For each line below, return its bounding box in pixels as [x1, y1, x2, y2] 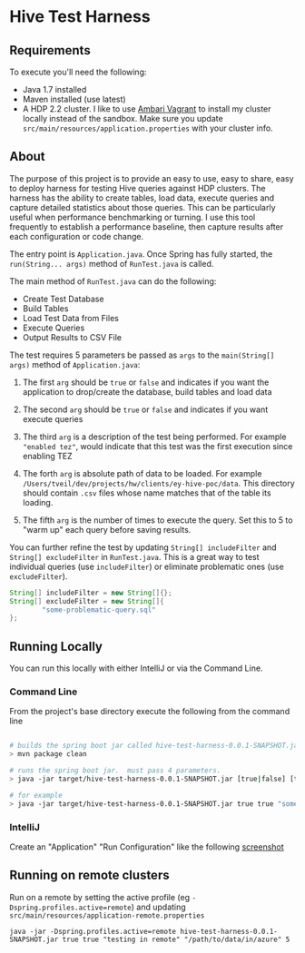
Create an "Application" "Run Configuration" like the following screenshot [9, 841, 284, 852]
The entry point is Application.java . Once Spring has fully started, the [9, 248, 273, 260]
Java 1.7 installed [22, 84, 87, 94]
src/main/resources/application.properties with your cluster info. [22, 123, 274, 133]
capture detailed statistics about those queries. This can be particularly [9, 201, 276, 212]
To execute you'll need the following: [9, 66, 147, 77]
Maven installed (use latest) [22, 93, 126, 104]
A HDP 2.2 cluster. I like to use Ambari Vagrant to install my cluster [22, 103, 271, 114]
